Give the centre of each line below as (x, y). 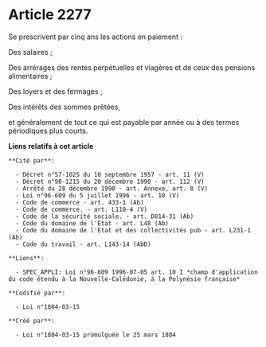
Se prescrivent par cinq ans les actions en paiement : (96, 37)
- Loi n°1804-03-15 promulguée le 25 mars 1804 (96, 335)
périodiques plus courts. (48, 131)
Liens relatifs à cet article (51, 146)
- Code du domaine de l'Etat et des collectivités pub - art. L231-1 (133, 230)
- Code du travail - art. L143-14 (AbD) (83, 244)
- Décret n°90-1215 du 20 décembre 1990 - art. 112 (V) (110, 181)
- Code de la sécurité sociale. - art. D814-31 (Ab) (105, 216)
